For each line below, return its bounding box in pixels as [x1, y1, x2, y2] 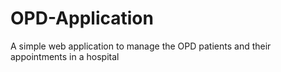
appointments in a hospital [10, 50, 120, 62]
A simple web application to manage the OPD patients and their [10, 40, 272, 52]
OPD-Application [10, 7, 154, 30]
